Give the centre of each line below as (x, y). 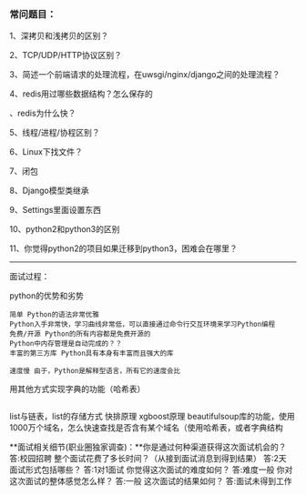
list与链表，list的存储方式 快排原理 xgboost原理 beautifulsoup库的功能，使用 (153, 417)
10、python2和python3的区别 (65, 229)
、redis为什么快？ (43, 113)
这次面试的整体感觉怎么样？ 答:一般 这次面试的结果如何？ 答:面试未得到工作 (151, 481)
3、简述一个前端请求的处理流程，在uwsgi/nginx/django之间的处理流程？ (145, 75)
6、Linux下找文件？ (46, 152)
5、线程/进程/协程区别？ (55, 133)
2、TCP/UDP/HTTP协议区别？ (66, 56)
